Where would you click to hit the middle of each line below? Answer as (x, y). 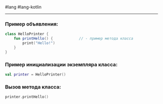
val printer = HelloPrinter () (36, 74)
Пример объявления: (32, 24)
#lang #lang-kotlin (23, 7)
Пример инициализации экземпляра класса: (61, 64)
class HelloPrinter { (27, 34)
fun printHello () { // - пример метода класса (73, 39)
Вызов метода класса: (33, 87)
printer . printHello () (27, 97)
